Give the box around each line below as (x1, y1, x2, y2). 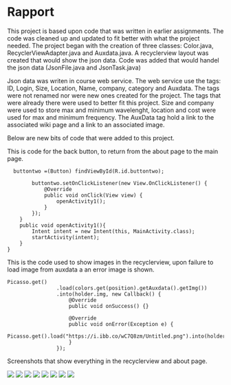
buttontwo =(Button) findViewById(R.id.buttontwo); (13, 168, 165, 175)
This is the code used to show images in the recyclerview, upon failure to (7, 258, 214, 266)
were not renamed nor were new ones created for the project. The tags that (7, 91, 221, 100)
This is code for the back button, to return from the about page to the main (7, 147, 219, 155)
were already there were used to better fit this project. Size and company (7, 98, 214, 107)
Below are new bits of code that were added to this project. (7, 133, 175, 142)
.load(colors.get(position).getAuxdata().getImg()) (56, 285, 208, 291)
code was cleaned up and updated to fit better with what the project (7, 34, 200, 42)
